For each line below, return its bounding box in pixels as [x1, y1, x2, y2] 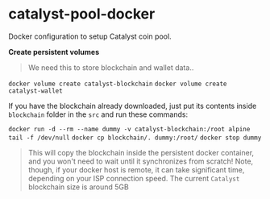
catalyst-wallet [8, 86, 63, 95]
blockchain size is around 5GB [27, 182, 129, 192]
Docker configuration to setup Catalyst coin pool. [8, 31, 172, 41]
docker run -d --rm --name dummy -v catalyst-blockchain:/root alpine [8, 125, 251, 133]
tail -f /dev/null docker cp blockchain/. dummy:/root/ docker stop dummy [8, 134, 262, 142]
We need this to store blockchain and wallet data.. [27, 62, 194, 73]
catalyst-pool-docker [8, 5, 156, 23]
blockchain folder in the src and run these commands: [8, 110, 188, 119]
